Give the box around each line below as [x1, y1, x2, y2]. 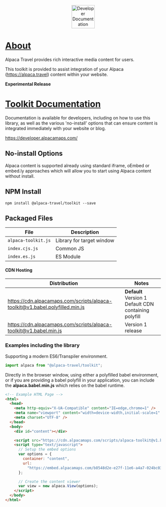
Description [71, 229, 99, 236]
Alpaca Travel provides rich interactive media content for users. [5, 57, 135, 63]
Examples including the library [5, 342, 80, 349]
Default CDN [124, 300, 154, 307]
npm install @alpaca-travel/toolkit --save [5, 200, 96, 205]
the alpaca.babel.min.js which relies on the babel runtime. [5, 382, 125, 388]
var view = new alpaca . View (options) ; [18, 484, 98, 489]
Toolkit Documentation [5, 99, 101, 110]
